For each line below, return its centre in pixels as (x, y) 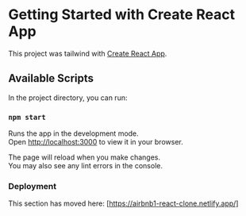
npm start (27, 117)
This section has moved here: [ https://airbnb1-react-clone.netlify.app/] (123, 203)
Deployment (33, 186)
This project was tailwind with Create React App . (88, 53)
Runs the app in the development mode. (73, 133)
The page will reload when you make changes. (85, 157)
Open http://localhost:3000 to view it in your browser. (96, 142)
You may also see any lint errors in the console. (85, 166)
